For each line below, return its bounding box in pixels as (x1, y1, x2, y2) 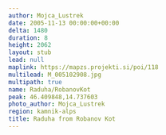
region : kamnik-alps (8, 108, 77, 116)
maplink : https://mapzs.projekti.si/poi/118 (8, 64, 159, 71)
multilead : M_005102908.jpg (8, 71, 102, 79)
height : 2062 (8, 41, 52, 49)
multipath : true (8, 78, 62, 86)
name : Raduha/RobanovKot (8, 85, 91, 94)
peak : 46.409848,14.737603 (8, 93, 98, 101)
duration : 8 (8, 33, 48, 42)
